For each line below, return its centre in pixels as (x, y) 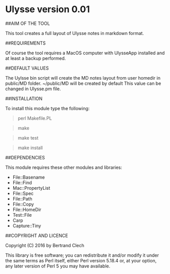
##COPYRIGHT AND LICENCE (37, 235)
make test (28, 138)
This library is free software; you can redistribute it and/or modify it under (82, 255)
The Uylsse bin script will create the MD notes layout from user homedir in (83, 78)
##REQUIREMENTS (26, 43)
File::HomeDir (27, 210)
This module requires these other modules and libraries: (64, 167)
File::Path (22, 198)
